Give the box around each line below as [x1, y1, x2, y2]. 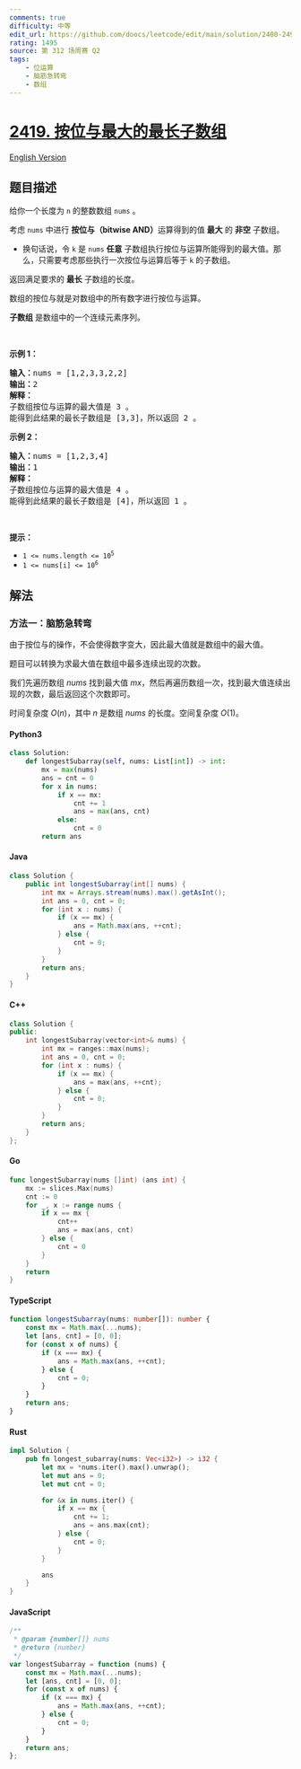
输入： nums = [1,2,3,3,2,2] [9, 368, 128, 378]
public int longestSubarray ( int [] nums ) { [25, 879, 186, 889]
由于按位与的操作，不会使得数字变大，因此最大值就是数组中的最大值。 [9, 639, 269, 650]
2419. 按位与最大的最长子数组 [9, 121, 227, 142]
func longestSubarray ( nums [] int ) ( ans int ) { [9, 1175, 186, 1184]
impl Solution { [9, 1447, 70, 1456]
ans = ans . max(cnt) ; [73, 1521, 150, 1530]
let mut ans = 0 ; [41, 1471, 106, 1480]
